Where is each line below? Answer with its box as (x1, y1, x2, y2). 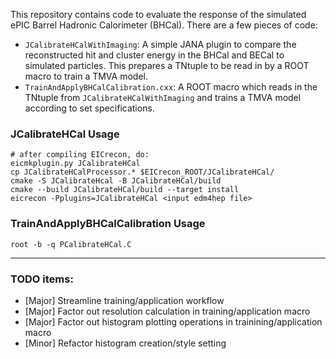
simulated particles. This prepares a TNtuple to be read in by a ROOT (24, 60, 310, 71)
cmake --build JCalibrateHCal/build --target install (10, 185, 240, 195)
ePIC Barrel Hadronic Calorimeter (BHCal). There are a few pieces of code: (10, 19, 318, 31)
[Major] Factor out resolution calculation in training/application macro (24, 305, 311, 317)
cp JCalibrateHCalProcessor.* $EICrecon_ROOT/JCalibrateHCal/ (10, 167, 275, 178)
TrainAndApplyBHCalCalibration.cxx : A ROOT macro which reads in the (24, 81, 318, 93)
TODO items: (10, 272, 74, 286)
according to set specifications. (24, 102, 155, 114)
